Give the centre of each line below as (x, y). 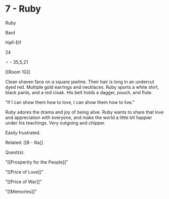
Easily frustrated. (23, 133)
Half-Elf (13, 42)
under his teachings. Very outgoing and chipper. (55, 123)
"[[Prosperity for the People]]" (37, 162)
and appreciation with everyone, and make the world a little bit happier (79, 117)
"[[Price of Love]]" (25, 172)
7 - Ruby (23, 9)
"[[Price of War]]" (24, 182)
